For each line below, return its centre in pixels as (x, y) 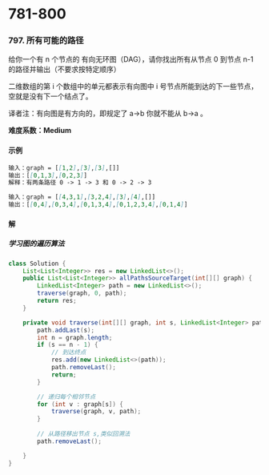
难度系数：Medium (40, 131)
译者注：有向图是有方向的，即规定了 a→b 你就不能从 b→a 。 (108, 114)
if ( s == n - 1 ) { (68, 345)
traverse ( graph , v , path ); (96, 412)
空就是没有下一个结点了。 (50, 96)
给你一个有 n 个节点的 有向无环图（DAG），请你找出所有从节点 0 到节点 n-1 (131, 59)
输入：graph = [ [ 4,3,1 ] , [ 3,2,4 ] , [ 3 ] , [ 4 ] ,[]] (82, 197)
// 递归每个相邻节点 (66, 397)
